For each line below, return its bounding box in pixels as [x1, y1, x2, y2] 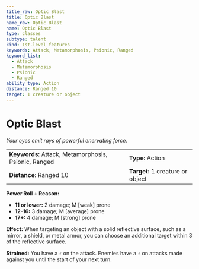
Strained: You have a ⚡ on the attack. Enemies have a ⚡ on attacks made [6, 249, 182, 257]
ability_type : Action [6, 81, 60, 87]
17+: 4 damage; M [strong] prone [14, 214, 96, 221]
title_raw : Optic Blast [6, 8, 65, 15]
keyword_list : [6, 53, 41, 59]
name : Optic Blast [6, 25, 52, 31]
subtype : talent [6, 36, 46, 42]
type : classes [6, 31, 41, 37]
